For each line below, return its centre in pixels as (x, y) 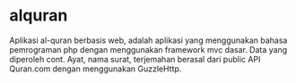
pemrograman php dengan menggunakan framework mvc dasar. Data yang (148, 49)
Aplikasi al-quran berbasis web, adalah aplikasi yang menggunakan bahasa (148, 40)
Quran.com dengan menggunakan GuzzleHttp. (96, 69)
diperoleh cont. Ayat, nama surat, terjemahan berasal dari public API (135, 59)
